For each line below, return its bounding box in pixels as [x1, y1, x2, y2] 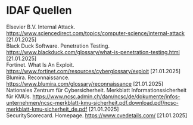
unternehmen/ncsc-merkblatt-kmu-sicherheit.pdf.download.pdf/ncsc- [6, 99, 179, 106]
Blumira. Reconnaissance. [6, 74, 70, 81]
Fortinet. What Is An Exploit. [6, 61, 74, 68]
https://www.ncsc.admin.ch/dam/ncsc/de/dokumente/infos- [32, 93, 180, 100]
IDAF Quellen [6, 4, 73, 17]
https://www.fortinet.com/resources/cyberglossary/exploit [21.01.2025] [6, 67, 180, 74]
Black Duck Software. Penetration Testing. [6, 42, 110, 49]
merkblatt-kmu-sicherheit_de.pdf [6, 105, 88, 112]
